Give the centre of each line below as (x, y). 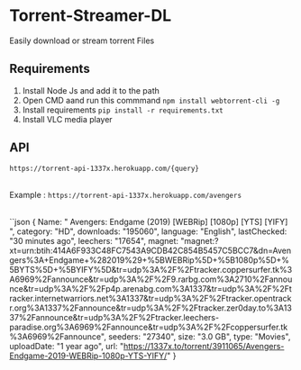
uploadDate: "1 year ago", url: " (67, 346)
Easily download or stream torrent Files (82, 41)
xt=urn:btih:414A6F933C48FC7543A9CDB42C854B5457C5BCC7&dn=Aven (150, 250)
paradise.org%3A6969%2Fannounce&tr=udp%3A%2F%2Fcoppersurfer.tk (149, 327)
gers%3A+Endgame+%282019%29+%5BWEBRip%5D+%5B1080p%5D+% (150, 260)
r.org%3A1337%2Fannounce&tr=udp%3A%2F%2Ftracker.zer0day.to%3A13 (151, 308)
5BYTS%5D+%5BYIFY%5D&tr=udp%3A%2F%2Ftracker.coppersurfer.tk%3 (151, 269)
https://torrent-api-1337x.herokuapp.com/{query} (105, 168)
